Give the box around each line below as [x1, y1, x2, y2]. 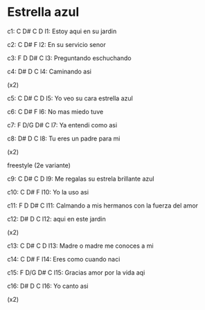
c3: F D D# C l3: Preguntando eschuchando [7, 53, 132, 62]
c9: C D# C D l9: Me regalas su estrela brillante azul [7, 174, 154, 183]
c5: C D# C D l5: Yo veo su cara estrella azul [7, 94, 133, 102]
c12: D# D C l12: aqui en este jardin [7, 215, 106, 223]
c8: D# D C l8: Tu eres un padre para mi [7, 134, 121, 143]
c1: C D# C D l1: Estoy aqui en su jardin [7, 27, 117, 35]
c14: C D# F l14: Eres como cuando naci [7, 255, 121, 263]
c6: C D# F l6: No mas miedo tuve [7, 107, 104, 116]
